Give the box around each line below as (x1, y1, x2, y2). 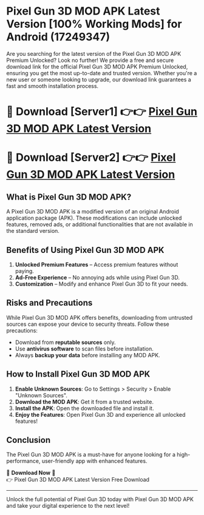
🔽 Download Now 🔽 (6, 469, 56, 477)
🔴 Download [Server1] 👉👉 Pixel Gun (6, 105, 197, 119)
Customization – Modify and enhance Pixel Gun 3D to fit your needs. (15, 280, 188, 288)
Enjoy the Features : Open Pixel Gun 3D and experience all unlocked (15, 411, 186, 418)
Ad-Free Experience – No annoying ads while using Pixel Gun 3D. (15, 274, 180, 281)
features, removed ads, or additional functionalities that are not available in (6, 221, 193, 228)
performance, (6, 457, 41, 465)
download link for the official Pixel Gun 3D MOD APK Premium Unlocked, (6, 62, 188, 70)
